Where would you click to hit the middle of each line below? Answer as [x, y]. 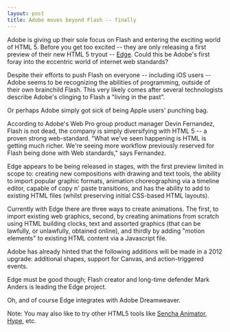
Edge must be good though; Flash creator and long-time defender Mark [108, 279]
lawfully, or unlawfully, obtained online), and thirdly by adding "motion [106, 231]
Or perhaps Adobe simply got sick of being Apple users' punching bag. [108, 110]
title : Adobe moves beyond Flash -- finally [72, 20]
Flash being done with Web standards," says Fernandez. [87, 153]
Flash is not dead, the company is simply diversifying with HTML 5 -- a [107, 131]
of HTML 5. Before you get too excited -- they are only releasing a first [107, 47]
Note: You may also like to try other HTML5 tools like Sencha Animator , [107, 313]
